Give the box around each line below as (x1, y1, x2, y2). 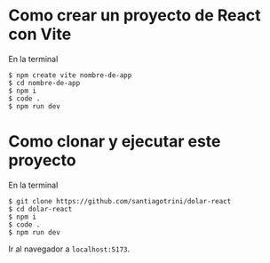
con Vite (8, 24, 72, 44)
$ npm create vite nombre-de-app (8, 70, 132, 80)
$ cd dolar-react (8, 204, 73, 213)
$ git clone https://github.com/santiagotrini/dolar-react (8, 196, 232, 205)
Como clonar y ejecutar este (8, 131, 221, 152)
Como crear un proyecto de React (8, 5, 261, 26)
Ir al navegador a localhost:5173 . (8, 243, 131, 254)
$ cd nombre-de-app (8, 78, 81, 87)
